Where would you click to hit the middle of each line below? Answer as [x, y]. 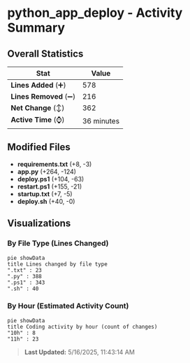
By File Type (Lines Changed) [58, 243]
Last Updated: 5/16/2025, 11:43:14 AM [79, 352]
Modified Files [39, 148]
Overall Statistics [45, 54]
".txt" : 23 [24, 270]
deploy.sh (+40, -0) [46, 201]
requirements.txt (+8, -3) [54, 164]
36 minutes [101, 121]
